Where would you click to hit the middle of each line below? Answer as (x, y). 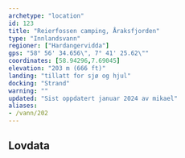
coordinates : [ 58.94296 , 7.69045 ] (64, 61)
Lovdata (29, 146)
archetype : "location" (46, 16)
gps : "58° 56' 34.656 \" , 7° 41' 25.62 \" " (79, 53)
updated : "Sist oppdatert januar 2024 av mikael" (93, 98)
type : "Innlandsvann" (45, 38)
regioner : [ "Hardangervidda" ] (59, 46)
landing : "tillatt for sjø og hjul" (70, 76)
